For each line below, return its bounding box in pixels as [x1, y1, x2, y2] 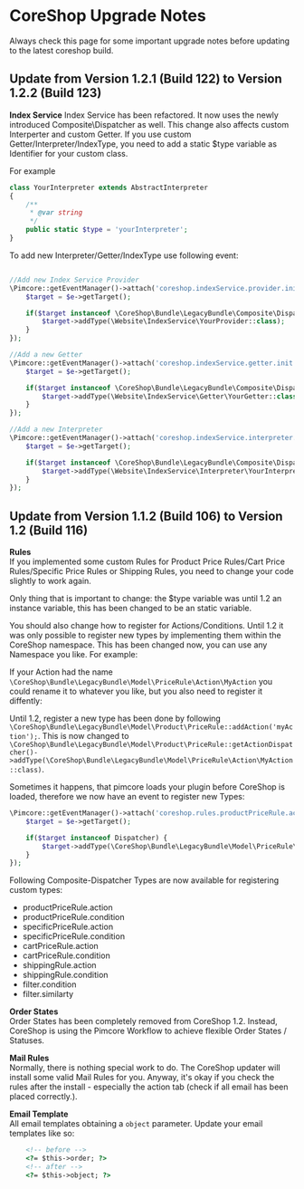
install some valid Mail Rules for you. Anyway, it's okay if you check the [9, 1072, 275, 1083]
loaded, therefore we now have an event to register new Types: [9, 791, 245, 802]
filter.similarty [22, 989, 74, 1000]
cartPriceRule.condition [22, 950, 110, 961]
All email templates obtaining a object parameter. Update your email [9, 1118, 263, 1129]
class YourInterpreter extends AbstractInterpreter [9, 183, 208, 192]
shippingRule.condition [22, 970, 109, 981]
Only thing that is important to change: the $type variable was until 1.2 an [9, 593, 282, 604]
